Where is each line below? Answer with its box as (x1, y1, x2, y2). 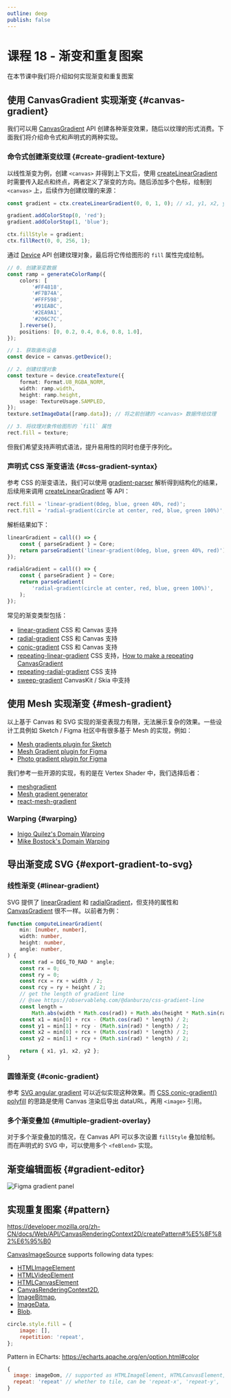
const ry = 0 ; (19, 971, 60, 978)
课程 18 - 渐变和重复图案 (7, 48, 143, 64)
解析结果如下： (7, 520, 49, 529)
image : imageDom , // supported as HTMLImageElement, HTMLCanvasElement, (13, 1372, 226, 1379)
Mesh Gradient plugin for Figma (16, 747, 107, 755)
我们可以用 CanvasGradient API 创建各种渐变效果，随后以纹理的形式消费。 (7, 124, 218, 133)
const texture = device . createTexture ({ (7, 373, 125, 379)
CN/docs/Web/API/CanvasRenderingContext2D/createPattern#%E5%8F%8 (7, 1230, 222, 1238)
